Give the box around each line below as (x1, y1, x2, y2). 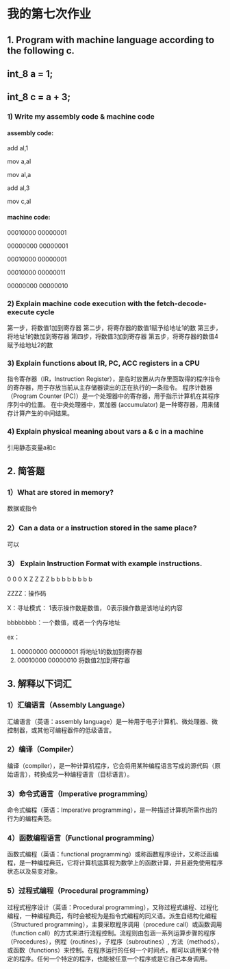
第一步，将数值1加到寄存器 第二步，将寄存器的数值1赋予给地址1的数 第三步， (7, 323, 222, 331)
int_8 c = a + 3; (7, 91, 71, 103)
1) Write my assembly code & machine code (7, 112, 155, 121)
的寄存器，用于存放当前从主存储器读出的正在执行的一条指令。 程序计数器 (7, 384, 213, 392)
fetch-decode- (156, 299, 207, 308)
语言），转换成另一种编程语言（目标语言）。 (12, 770, 133, 778)
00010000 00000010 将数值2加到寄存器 (16, 656, 131, 664)
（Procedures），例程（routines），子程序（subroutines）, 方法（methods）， (7, 937, 223, 946)
